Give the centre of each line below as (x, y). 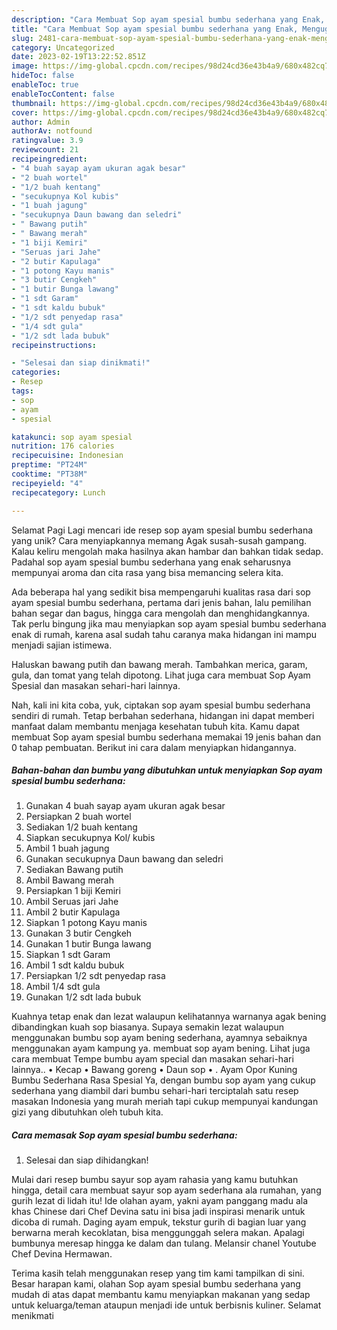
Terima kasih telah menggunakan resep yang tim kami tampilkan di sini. (158, 1273)
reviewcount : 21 (45, 150)
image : (25, 66)
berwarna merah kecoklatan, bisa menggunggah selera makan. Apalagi (158, 1233)
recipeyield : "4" (47, 483)
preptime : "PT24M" (49, 465)
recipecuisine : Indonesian (67, 456)
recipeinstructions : (54, 345)
